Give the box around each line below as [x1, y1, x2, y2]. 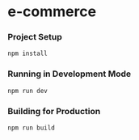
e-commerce [7, 2, 97, 21]
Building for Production [7, 105, 101, 117]
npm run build [7, 124, 56, 132]
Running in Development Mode [7, 68, 131, 79]
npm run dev [7, 87, 48, 95]
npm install [7, 49, 48, 58]
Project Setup [7, 32, 62, 43]
